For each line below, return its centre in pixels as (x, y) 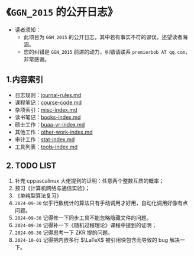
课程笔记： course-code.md (48, 102)
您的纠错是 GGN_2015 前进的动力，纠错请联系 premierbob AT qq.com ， (107, 51)
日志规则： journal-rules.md (48, 95)
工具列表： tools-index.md (46, 147)
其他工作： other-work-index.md (54, 132)
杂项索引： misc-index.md (46, 109)
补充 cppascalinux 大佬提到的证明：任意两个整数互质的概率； (89, 180)
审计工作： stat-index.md (45, 139)
